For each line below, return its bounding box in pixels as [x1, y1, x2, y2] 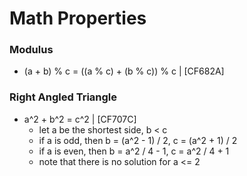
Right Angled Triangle [9, 90, 118, 104]
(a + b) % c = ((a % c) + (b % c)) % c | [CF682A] [23, 65, 225, 77]
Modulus [9, 43, 54, 57]
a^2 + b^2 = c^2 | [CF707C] [23, 113, 137, 125]
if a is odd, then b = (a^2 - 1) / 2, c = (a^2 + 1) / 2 [38, 134, 238, 146]
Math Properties [9, 7, 147, 30]
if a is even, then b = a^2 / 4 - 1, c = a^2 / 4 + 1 [38, 145, 230, 157]
